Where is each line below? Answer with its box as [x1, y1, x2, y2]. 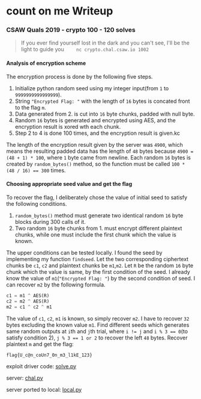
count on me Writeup [6, 4, 113, 18]
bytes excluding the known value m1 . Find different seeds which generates [6, 321, 190, 329]
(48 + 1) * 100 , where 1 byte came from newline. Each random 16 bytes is [6, 153, 191, 161]
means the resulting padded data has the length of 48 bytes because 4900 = [6, 147, 194, 155]
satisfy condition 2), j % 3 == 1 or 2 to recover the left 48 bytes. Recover [6, 334, 188, 341]
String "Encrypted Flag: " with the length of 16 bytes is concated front [14, 97, 190, 105]
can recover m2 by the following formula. [6, 281, 106, 288]
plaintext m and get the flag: [6, 340, 74, 347]
